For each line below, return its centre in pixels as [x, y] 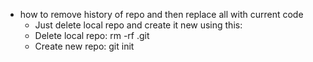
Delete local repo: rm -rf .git [92, 35]
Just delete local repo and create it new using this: [138, 25]
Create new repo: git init [84, 46]
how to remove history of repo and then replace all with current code [161, 14]
